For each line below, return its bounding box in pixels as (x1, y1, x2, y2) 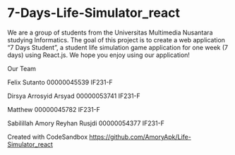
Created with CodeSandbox (7, 132, 88, 141)
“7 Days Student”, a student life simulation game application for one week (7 (7, 43, 229, 51)
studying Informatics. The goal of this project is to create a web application (7, 35, 226, 44)
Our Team (7, 64, 37, 73)
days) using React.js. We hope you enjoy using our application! (7, 51, 191, 59)
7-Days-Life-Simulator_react (7, 5, 180, 21)
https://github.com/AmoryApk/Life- (89, 132, 192, 141)
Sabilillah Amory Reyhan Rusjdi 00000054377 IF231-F (7, 118, 164, 128)
